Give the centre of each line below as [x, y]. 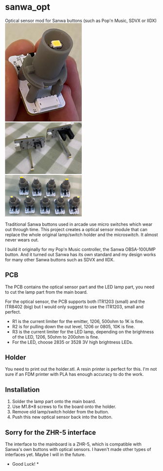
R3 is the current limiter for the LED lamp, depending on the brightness [83, 332]
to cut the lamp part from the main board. [46, 292]
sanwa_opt [27, 7]
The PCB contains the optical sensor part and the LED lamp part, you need [80, 287]
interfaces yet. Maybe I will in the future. [45, 455]
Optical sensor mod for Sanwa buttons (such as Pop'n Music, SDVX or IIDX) [81, 21]
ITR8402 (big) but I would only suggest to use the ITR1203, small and [74, 306]
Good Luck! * [25, 464]
